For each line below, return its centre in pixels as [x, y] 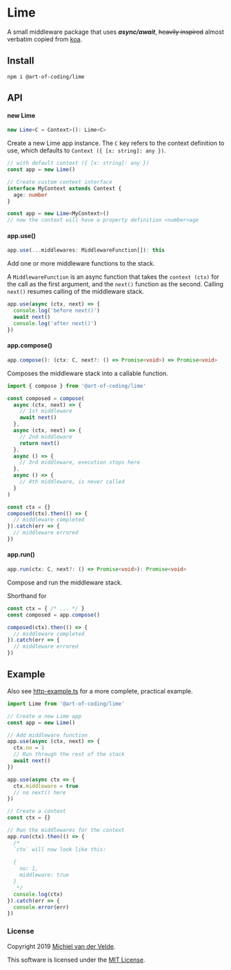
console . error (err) [41, 907]
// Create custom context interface [60, 182]
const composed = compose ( [46, 398]
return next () [40, 443]
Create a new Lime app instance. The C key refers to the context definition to [116, 143]
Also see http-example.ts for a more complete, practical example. [100, 691]
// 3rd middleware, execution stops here [80, 463]
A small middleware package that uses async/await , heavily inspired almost [115, 32]
